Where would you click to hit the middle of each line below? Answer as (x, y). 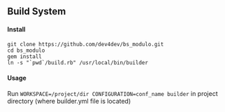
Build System (37, 12)
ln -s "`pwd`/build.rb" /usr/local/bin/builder (78, 62)
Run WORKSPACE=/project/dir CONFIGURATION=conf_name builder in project (112, 93)
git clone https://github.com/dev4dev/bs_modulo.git (86, 44)
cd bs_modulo (26, 50)
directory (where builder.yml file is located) (69, 101)
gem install (24, 56)
